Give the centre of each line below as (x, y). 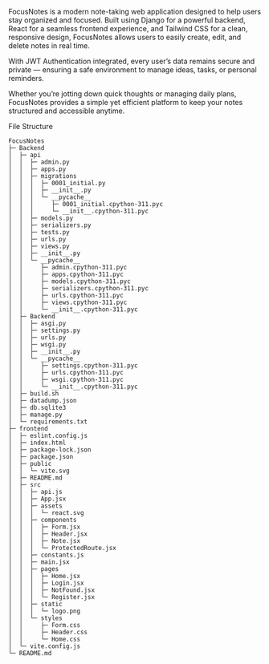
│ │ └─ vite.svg (39, 471)
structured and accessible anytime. (67, 111)
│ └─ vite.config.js (45, 646)
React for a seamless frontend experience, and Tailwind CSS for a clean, (128, 28)
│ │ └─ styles (35, 618)
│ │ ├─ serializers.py (50, 225)
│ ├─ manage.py (35, 415)
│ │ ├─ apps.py (37, 169)
